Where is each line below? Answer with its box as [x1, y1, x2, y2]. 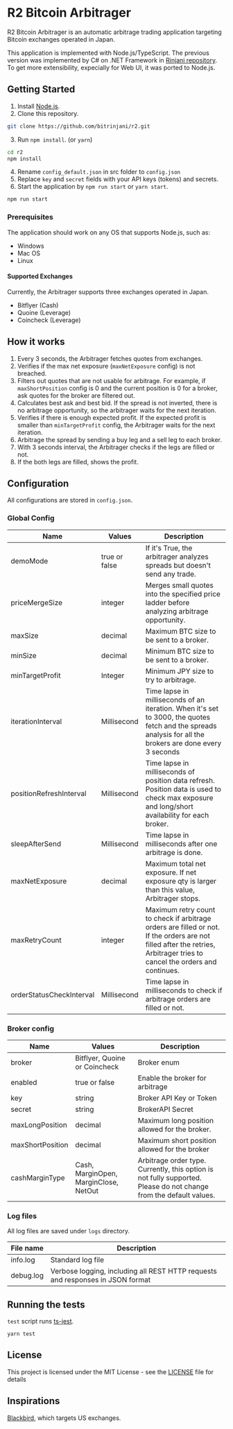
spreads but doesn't [145, 560, 212, 570]
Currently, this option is [137, 1164, 214, 1174]
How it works [7, 336, 65, 348]
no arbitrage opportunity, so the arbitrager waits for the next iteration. [17, 406, 216, 414]
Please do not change [137, 1181, 209, 1191]
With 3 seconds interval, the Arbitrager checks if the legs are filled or [17, 443, 215, 451]
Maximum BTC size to [145, 626, 216, 636]
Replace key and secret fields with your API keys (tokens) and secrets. [17, 175, 218, 183]
